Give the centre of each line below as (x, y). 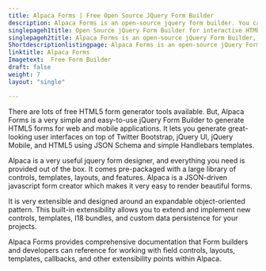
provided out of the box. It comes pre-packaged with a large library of (122, 169)
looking (21, 136)
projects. (23, 226)
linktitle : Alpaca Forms (49, 52)
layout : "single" (37, 82)
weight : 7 (25, 74)
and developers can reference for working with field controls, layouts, (122, 250)
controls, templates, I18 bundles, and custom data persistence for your (123, 218)
